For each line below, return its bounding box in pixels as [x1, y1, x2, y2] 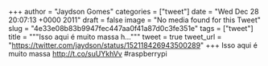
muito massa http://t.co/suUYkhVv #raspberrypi [8, 49, 167, 58]
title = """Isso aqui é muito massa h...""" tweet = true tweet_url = [8, 32, 222, 41]
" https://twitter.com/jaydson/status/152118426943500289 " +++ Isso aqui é [8, 41, 258, 50]
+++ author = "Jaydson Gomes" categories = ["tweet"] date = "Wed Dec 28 [8, 7, 259, 16]
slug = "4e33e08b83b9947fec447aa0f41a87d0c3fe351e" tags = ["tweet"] [8, 24, 254, 33]
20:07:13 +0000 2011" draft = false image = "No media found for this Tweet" [8, 15, 262, 25]
